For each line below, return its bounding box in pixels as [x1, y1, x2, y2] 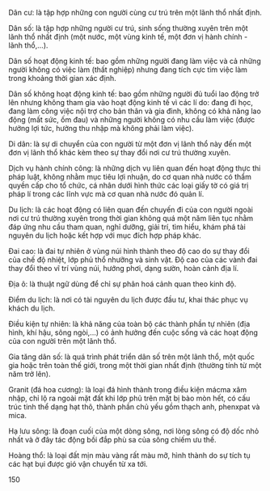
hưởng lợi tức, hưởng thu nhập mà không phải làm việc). [8, 124, 194, 133]
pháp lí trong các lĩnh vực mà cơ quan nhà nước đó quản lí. [8, 189, 205, 198]
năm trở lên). [8, 369, 51, 379]
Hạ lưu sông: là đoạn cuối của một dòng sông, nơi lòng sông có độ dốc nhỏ [8, 426, 259, 436]
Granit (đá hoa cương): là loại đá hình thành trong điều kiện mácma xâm [8, 385, 247, 394]
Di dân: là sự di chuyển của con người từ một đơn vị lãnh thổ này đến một [8, 139, 252, 149]
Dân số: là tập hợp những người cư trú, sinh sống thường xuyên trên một [8, 23, 248, 32]
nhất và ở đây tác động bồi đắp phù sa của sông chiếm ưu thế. [8, 435, 217, 444]
